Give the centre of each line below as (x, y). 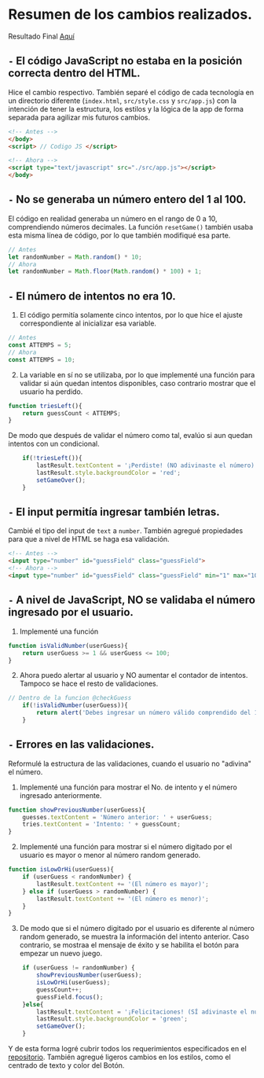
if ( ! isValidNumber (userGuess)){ (75, 705)
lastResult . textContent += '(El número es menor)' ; (123, 899)
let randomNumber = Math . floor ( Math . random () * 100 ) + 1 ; (105, 272)
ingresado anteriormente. (60, 795)
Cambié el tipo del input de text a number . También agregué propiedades (126, 531)
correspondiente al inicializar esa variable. (88, 323)
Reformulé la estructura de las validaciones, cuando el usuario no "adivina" (130, 763)
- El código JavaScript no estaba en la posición (125, 61)
